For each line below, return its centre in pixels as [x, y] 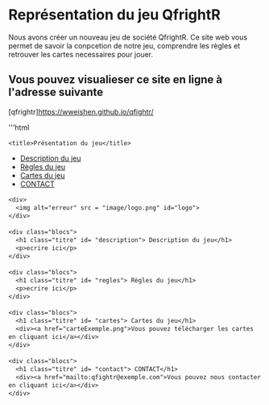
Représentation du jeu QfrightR [115, 15]
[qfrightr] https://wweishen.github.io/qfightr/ [81, 111]
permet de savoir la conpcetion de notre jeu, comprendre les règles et [124, 45]
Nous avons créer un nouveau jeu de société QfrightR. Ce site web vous [128, 37]
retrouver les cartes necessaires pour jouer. [81, 54]
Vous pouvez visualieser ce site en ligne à [116, 79]
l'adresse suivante [56, 92]
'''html [19, 127]
